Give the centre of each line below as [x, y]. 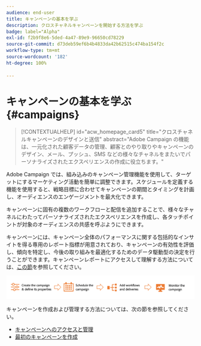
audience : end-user [31, 13]
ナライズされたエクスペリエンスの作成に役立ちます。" [98, 162]
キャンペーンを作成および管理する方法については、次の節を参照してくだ [95, 309]
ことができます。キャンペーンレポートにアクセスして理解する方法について [102, 259]
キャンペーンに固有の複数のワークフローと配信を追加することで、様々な [95, 210]
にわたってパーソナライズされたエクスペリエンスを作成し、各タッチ [100, 217]
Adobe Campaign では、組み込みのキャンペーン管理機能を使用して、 [91, 174]
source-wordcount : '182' [37, 57]
